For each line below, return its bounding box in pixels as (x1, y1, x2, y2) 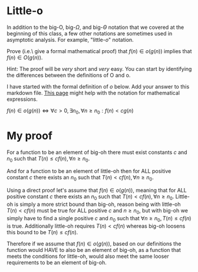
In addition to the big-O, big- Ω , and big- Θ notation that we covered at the (6, 24, 184, 31)
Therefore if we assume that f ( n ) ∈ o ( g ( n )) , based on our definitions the (6, 240, 181, 247)
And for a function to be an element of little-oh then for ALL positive (6, 168, 171, 175)
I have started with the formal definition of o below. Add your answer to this (6, 83, 190, 90)
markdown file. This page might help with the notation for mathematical (6, 89, 180, 96)
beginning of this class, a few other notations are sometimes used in (6, 30, 173, 37)
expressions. (6, 96, 38, 103)
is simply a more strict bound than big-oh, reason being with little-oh (14, 201, 181, 208)
